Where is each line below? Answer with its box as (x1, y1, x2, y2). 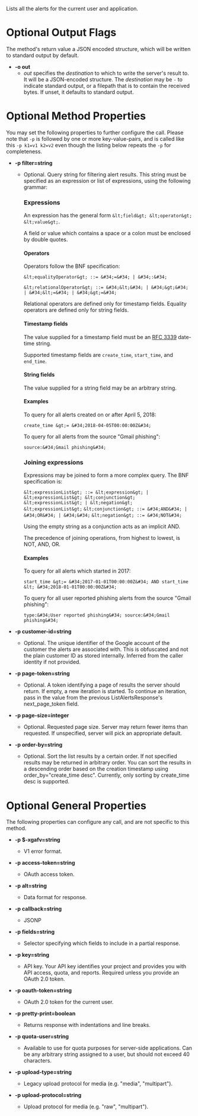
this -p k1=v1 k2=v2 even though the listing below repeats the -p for (6, 141, 171, 148)
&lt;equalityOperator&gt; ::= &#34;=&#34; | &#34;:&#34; (23, 274, 168, 280)
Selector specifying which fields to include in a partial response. (23, 940, 181, 947)
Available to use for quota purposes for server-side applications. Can (23, 1045, 193, 1052)
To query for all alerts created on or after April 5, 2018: (23, 411, 157, 418)
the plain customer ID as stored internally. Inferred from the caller (23, 652, 184, 659)
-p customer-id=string (14, 628, 72, 635)
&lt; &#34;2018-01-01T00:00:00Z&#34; (23, 584, 117, 590)
